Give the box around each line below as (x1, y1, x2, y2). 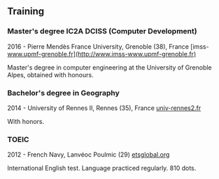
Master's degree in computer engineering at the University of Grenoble (7, 63, 212, 72)
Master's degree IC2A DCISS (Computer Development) (7, 26, 197, 36)
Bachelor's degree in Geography (7, 88, 120, 98)
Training (7, 6, 45, 17)
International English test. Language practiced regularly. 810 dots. (7, 164, 197, 173)
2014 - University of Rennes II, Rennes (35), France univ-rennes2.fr (7, 104, 202, 112)
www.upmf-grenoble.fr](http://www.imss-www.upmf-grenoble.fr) (7, 49, 197, 58)
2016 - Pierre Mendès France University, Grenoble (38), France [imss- (7, 42, 209, 51)
